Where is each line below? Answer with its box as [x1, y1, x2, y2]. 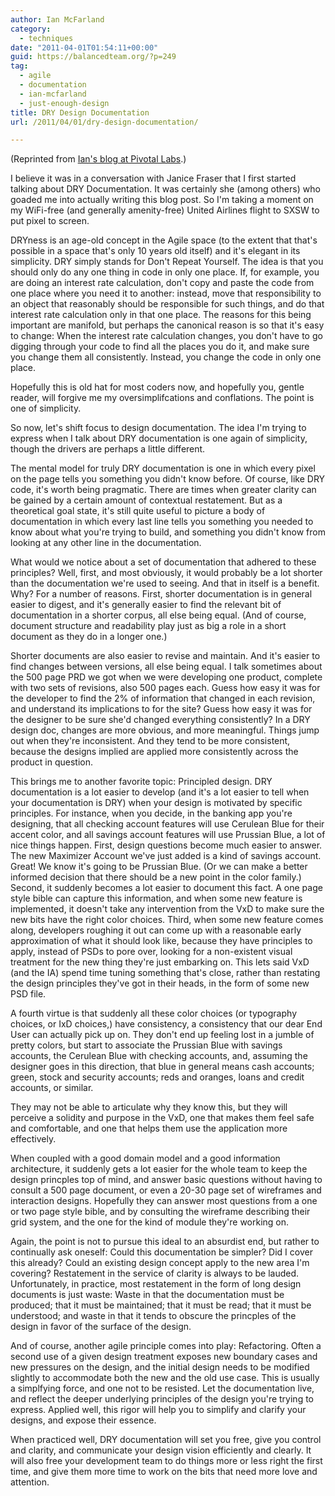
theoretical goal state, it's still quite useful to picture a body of [10, 505, 266, 517]
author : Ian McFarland [10, 14, 105, 25]
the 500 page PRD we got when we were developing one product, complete [10, 671, 323, 683]
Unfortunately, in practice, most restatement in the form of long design [10, 1278, 302, 1290]
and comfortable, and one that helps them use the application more [10, 1122, 288, 1135]
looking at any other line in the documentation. [10, 537, 202, 549]
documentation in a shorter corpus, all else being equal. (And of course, [10, 609, 307, 621]
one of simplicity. [10, 402, 82, 415]
